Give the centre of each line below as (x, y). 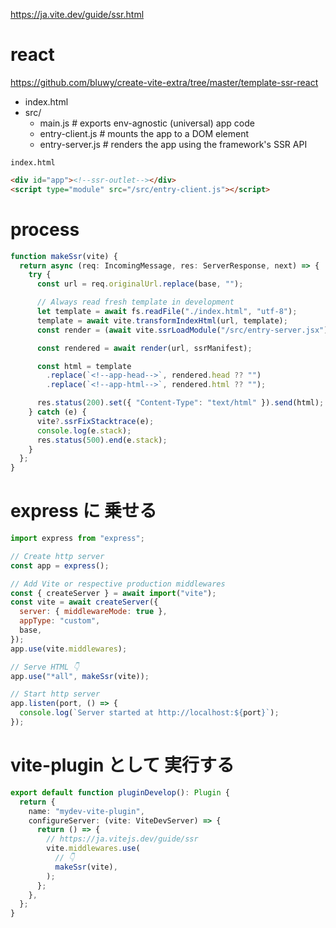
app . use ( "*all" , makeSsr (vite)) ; (80, 676)
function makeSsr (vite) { (64, 256)
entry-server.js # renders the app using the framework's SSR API (173, 144)
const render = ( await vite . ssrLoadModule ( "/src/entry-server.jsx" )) (184, 330)
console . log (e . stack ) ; (84, 430)
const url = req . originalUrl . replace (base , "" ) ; (140, 284)
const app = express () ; (60, 565)
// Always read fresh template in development (135, 302)
